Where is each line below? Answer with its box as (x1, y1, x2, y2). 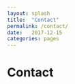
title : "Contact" (7, 16, 59, 23)
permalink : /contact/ (7, 23, 69, 29)
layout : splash (7, 10, 50, 17)
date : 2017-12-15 (7, 29, 63, 36)
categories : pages (7, 36, 59, 42)
